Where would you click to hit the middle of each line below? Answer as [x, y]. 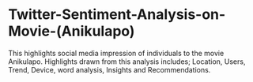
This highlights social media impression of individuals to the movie [116, 53]
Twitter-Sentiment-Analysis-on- [117, 15]
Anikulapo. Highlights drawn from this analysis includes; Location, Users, [127, 61]
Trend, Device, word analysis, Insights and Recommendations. [110, 69]
